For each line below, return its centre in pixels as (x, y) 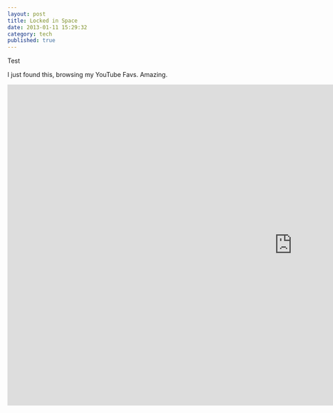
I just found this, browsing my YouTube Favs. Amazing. (88, 75)
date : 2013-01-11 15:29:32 (47, 27)
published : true (31, 41)
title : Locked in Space (43, 21)
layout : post (27, 14)
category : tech (30, 34)
